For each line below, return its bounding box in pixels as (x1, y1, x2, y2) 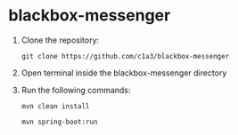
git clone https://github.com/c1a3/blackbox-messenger (21, 52, 230, 60)
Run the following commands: (21, 84, 131, 95)
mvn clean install (21, 101, 90, 111)
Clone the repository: (21, 35, 100, 45)
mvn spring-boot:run (21, 117, 98, 126)
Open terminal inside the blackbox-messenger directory (21, 67, 227, 78)
